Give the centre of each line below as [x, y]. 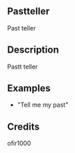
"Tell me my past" [43, 105]
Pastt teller [23, 66]
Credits [24, 126]
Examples [29, 88]
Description [33, 50]
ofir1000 [19, 143]
